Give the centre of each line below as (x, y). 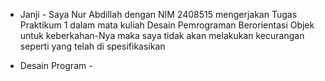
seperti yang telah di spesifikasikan (92, 46)
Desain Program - (56, 65)
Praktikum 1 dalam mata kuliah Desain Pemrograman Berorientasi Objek (167, 25)
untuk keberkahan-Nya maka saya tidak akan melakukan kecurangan (162, 35)
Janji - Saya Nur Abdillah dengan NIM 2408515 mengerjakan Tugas (158, 14)
